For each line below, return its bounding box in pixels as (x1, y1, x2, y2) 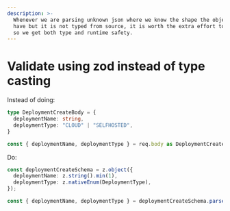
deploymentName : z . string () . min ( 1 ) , (13, 173, 118, 179)
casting (7, 73, 51, 89)
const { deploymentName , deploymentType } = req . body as (7, 140, 173, 147)
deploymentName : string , (13, 116, 84, 123)
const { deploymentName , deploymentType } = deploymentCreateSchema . (7, 198, 210, 205)
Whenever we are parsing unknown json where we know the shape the (13, 16, 210, 23)
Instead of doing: (7, 96, 55, 104)
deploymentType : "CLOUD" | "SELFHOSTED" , (13, 121, 133, 129)
